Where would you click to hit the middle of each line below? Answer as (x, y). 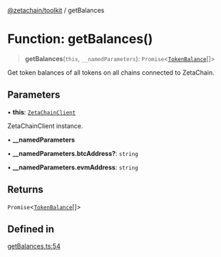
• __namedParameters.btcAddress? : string (73, 153)
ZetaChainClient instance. (45, 126)
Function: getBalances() (80, 39)
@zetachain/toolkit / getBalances (56, 10)
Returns (26, 190)
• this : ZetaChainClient (42, 112)
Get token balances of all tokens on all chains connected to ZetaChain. (111, 72)
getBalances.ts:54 (34, 246)
